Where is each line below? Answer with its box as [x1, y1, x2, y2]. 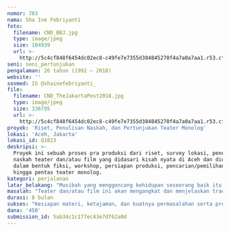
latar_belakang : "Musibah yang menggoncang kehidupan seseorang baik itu [7, 182, 222, 189]
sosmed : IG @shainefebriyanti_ [7, 80, 97, 87]
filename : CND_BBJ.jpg [13, 29, 78, 36]
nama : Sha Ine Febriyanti [7, 16, 81, 23]
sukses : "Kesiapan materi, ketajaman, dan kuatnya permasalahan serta [7, 201, 213, 208]
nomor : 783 [7, 10, 38, 17]
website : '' [7, 73, 41, 81]
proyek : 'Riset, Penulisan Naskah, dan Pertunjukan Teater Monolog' [7, 124, 207, 131]
